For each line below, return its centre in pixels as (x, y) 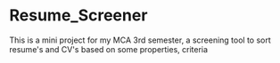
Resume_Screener (78, 16)
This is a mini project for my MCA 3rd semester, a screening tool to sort (140, 40)
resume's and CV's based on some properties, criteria (108, 49)
